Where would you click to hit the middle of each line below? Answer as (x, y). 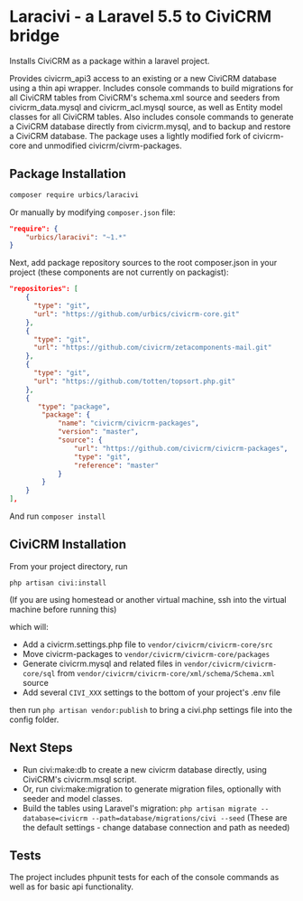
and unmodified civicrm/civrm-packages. (105, 145)
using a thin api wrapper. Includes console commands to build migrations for (151, 88)
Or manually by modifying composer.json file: (92, 212)
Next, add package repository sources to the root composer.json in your (143, 263)
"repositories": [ (44, 289)
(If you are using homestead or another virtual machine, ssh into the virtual (148, 599)
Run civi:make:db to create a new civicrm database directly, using (145, 769)
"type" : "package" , (74, 407)
